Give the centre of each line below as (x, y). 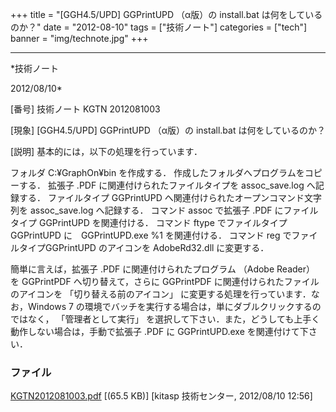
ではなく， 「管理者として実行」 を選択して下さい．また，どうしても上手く (165, 319)
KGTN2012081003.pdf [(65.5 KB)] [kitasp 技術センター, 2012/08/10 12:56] (161, 396)
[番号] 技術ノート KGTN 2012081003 (85, 109)
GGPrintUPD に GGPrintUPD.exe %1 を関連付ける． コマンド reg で (151, 235)
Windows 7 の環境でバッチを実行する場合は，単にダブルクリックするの (174, 306)
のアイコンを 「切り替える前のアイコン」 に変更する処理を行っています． (161, 294)
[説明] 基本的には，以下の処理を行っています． (106, 151)
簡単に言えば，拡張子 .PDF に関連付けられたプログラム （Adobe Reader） (163, 269)
